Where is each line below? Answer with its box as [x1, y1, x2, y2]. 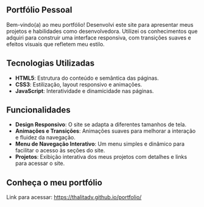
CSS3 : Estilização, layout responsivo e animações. [15, 80, 142, 88]
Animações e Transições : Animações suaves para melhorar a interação [15, 127, 196, 135]
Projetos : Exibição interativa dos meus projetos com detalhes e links [15, 153, 188, 161]
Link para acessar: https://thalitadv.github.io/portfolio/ [6, 194, 142, 201]
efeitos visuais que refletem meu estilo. [6, 40, 105, 47]
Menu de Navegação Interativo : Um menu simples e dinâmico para [15, 140, 185, 148]
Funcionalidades [6, 105, 71, 115]
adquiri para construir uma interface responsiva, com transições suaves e [6, 33, 191, 41]
